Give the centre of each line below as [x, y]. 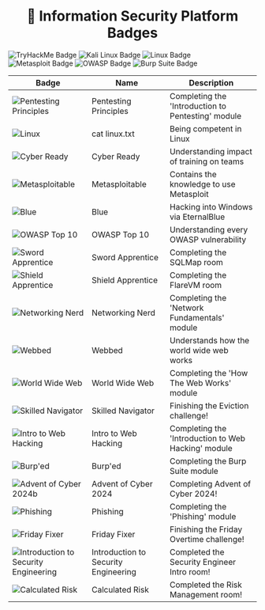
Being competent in [205, 128]
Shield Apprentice [125, 280]
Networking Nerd [123, 313]
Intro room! [190, 571]
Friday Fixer [114, 534]
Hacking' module [201, 448]
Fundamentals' [197, 317]
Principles [110, 111]
